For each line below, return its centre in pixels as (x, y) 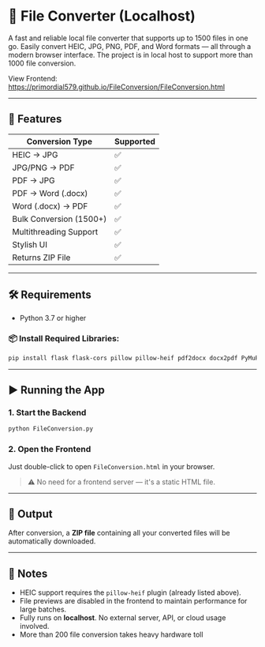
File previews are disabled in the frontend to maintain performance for (133, 601)
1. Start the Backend (47, 412)
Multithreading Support (55, 231)
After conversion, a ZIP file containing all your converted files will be (119, 533)
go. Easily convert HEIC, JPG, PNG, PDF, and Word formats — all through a (130, 46)
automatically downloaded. (52, 541)
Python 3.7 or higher (53, 318)
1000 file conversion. (42, 63)
